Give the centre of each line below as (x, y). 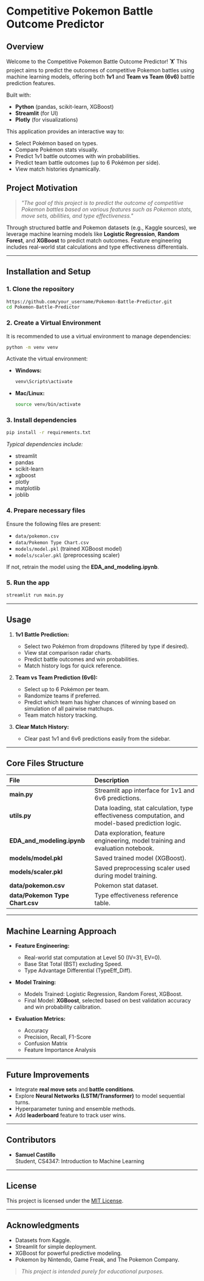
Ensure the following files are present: (54, 523)
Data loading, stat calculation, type (144, 808)
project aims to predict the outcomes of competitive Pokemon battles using (100, 70)
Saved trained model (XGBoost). (140, 858)
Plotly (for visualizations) (46, 119)
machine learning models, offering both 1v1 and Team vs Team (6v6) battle (101, 77)
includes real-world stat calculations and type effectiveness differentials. (97, 247)
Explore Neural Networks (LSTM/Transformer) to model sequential (100, 1096)
